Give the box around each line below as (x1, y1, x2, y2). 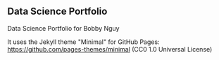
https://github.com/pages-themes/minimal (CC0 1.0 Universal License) (7, 45, 213, 53)
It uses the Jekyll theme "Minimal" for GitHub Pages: (7, 38, 160, 46)
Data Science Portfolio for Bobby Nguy (7, 24, 120, 32)
